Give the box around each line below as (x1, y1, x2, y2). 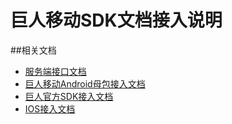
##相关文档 (10, 44, 57, 56)
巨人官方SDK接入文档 (24, 90, 114, 102)
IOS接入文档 (24, 102, 76, 115)
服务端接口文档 (24, 65, 87, 77)
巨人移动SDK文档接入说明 (10, 9, 223, 32)
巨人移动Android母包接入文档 (24, 77, 146, 90)
